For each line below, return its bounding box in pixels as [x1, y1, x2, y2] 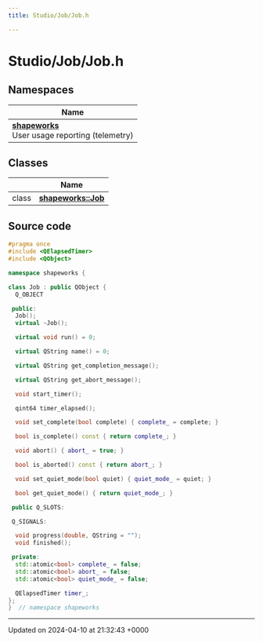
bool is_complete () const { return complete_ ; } [15, 432, 177, 440]
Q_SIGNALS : [11, 517, 47, 526]
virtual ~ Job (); [15, 319, 68, 327]
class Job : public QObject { [8, 283, 107, 291]
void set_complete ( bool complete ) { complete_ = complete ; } [15, 418, 219, 426]
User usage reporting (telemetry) [12, 129, 134, 140]
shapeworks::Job [38, 193, 105, 204]
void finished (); [15, 539, 72, 547]
